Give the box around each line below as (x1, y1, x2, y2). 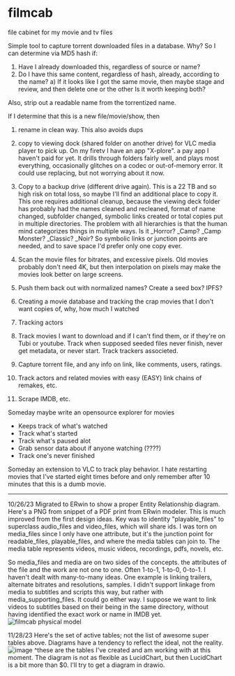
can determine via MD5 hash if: (8, 49, 98, 57)
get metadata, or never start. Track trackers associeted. (17, 346, 179, 354)
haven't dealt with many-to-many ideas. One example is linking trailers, (8, 573, 212, 581)
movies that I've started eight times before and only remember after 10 (8, 472, 211, 480)
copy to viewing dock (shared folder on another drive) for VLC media (17, 138, 216, 148)
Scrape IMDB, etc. (17, 394, 70, 403)
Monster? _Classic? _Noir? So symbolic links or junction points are (17, 234, 208, 243)
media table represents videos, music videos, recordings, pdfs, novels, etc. (8, 544, 224, 553)
